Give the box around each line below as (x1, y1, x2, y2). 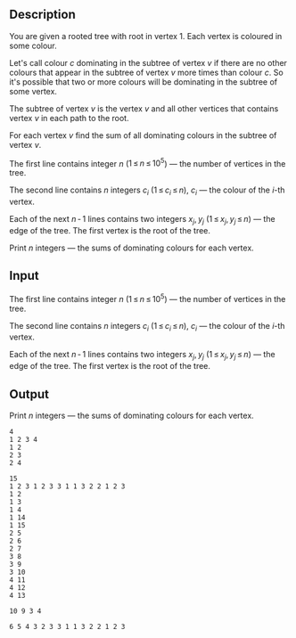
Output (9, 387, 49, 402)
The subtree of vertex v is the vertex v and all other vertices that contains (9, 102, 279, 114)
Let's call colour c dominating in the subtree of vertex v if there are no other (9, 57, 288, 68)
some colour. (9, 40, 58, 51)
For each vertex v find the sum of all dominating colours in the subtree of (9, 129, 277, 141)
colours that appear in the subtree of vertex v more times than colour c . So (9, 67, 284, 78)
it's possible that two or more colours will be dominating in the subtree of (9, 76, 278, 87)
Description (9, 7, 76, 22)
